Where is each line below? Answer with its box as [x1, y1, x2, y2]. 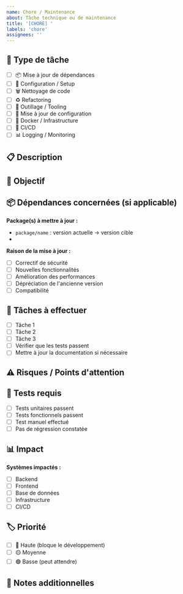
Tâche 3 [15, 335, 36, 342]
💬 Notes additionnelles [6, 578, 95, 588]
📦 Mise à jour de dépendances [15, 71, 95, 79]
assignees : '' [6, 32, 43, 38]
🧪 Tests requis [6, 388, 62, 399]
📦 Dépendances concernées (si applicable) [6, 198, 177, 208]
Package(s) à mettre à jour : [6, 217, 78, 224]
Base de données [15, 489, 60, 496]
